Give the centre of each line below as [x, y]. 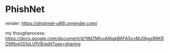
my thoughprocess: [25, 33]
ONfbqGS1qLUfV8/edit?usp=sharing [43, 43]
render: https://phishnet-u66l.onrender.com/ [51, 23]
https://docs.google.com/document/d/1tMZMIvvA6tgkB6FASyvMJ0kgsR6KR [84, 38]
